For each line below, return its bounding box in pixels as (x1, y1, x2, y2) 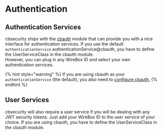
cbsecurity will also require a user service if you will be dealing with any (5, 109, 150, 114)
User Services (5, 96, 49, 104)
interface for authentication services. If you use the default (5, 41, 124, 47)
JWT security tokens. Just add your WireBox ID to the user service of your (5, 114, 155, 120)
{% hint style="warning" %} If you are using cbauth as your (5, 71, 125, 77)
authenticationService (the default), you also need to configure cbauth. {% (5, 77, 158, 82)
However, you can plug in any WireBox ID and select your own (5, 57, 131, 62)
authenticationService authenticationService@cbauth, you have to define (5, 46, 155, 52)
